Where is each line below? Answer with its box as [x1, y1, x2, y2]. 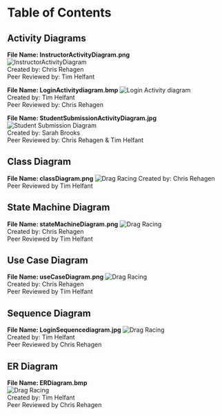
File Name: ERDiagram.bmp [7, 379, 88, 387]
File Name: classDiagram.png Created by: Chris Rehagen [7, 174, 215, 182]
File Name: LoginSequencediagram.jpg [7, 326, 122, 334]
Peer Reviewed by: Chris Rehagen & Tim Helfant [7, 136, 144, 144]
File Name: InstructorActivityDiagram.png [7, 50, 130, 59]
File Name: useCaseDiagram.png [7, 273, 104, 281]
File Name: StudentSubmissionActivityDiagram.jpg [7, 114, 157, 122]
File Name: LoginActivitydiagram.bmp [7, 86, 119, 94]
